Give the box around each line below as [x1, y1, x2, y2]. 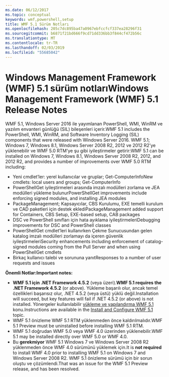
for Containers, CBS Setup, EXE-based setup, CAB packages [12, 212, 141, 218]
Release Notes [5, 104, 67, 116]
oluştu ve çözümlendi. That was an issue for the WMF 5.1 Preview [12, 361, 148, 367]
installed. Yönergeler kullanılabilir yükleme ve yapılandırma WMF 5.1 [12, 301, 154, 307]
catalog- [145, 238, 163, 245]
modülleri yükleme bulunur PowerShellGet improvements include [12, 190, 147, 196]
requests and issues [12, 260, 55, 266]
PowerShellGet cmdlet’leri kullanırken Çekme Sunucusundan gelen [12, 228, 152, 234]
